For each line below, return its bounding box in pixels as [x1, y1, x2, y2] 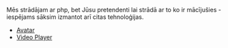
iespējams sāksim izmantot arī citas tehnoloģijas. [6, 13, 144, 21]
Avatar [16, 26, 35, 34]
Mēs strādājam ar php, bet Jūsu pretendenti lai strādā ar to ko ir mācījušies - [6, 6, 221, 14]
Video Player [16, 33, 53, 41]
